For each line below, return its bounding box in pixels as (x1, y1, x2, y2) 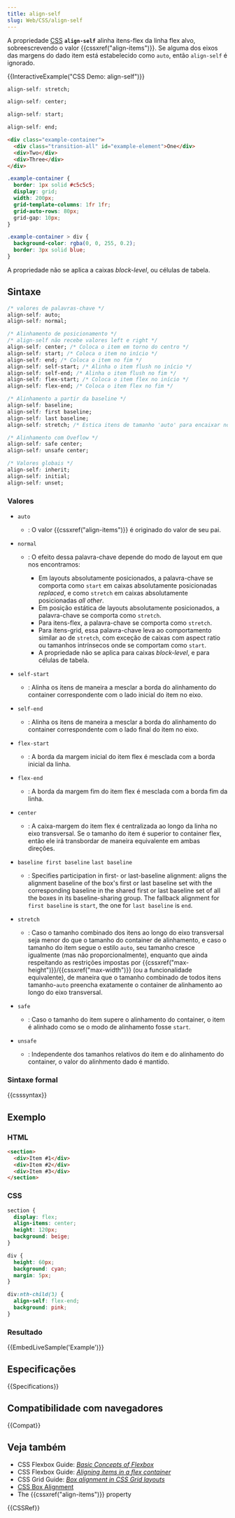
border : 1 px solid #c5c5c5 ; (13, 182, 96, 189)
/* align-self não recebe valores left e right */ (7, 337, 158, 344)
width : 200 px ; (13, 194, 55, 202)
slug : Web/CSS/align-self (7, 17, 83, 24)
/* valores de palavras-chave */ (7, 305, 105, 312)
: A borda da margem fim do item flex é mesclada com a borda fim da (27, 787, 228, 796)
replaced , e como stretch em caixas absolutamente (38, 588, 189, 597)
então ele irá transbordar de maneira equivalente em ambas (27, 836, 201, 845)
